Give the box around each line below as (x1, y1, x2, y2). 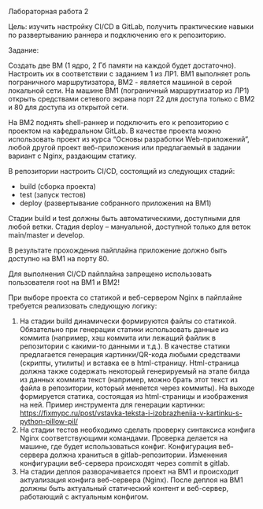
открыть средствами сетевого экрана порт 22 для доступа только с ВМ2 (8, 94, 255, 103)
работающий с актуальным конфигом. (19, 492, 150, 501)
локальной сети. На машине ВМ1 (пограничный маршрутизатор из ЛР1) (8, 86, 250, 95)
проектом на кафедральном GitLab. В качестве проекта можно (8, 126, 222, 135)
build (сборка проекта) (19, 182, 97, 191)
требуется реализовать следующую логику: (8, 301, 157, 310)
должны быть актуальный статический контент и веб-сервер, (19, 484, 229, 492)
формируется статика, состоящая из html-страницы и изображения (19, 392, 249, 400)
